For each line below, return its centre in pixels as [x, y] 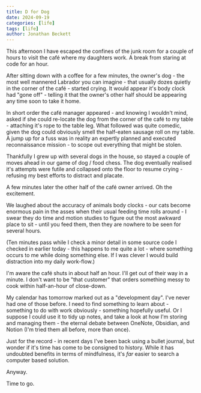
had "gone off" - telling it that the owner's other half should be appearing [97, 95]
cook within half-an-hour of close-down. [56, 286]
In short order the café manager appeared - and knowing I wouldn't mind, [97, 113]
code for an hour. [28, 64]
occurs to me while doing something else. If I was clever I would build [92, 255]
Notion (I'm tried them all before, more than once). [68, 330]
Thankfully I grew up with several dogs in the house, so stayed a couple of [98, 156]
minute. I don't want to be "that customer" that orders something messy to [98, 279]
